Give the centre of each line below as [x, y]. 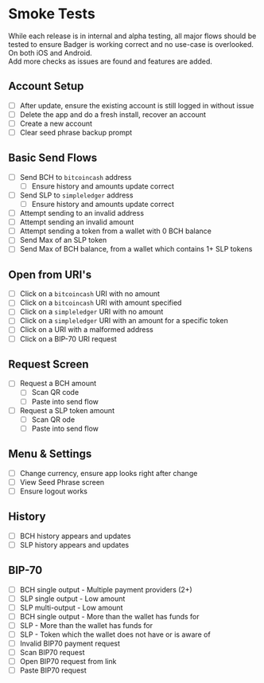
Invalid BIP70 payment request [70, 643]
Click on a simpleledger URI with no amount [91, 312]
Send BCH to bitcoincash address [76, 177]
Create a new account [56, 123]
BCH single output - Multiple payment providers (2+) [106, 589]
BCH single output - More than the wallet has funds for [110, 616]
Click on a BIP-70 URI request [68, 338]
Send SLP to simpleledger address [76, 195]
